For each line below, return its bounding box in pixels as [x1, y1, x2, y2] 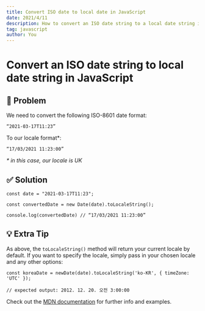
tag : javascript [6, 26, 48, 32]
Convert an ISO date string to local [6, 58, 184, 72]
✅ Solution [6, 174, 48, 185]
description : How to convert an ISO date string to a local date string [6, 20, 195, 26]
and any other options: [6, 258, 63, 265]
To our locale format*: [6, 134, 62, 141]
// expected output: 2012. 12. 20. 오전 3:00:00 [6, 287, 130, 293]
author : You [6, 32, 37, 38]
